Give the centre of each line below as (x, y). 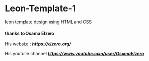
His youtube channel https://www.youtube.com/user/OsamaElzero (74, 54)
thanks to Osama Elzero (30, 33)
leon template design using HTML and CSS (49, 22)
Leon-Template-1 (40, 9)
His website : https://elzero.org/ (38, 44)
